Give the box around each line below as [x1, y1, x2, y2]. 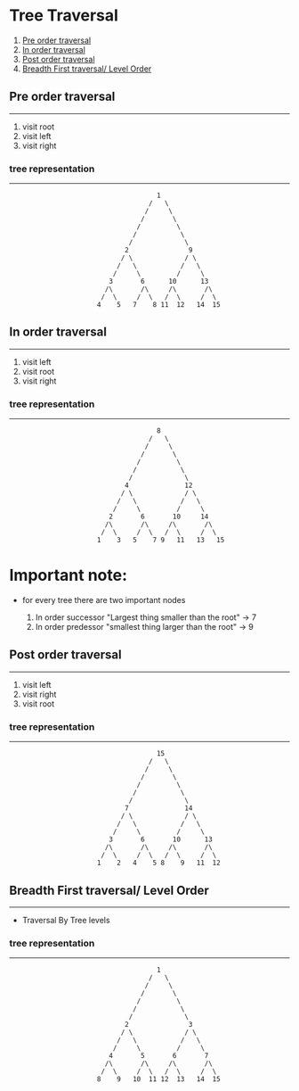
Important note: [9, 566, 127, 585]
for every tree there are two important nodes [21, 595, 186, 606]
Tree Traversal [9, 5, 118, 26]
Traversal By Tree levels [21, 915, 110, 926]
